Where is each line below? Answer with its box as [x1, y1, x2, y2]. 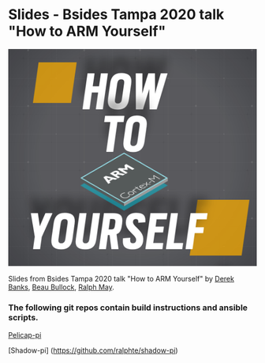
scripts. [8, 312, 39, 323]
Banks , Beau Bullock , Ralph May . [8, 282, 114, 292]
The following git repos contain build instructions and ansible [8, 302, 248, 313]
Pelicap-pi [8, 330, 42, 339]
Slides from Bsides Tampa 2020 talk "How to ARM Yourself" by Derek [8, 274, 235, 284]
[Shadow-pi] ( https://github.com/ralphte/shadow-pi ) [8, 346, 179, 355]
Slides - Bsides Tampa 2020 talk [8, 6, 225, 24]
